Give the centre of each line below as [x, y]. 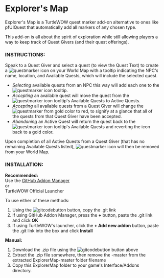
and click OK [25, 220]
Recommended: [22, 175]
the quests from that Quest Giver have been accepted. [67, 116]
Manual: [14, 240]
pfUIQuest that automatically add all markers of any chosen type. [71, 27]
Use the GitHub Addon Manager [37, 180]
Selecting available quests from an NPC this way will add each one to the [86, 85]
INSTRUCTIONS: [25, 54]
